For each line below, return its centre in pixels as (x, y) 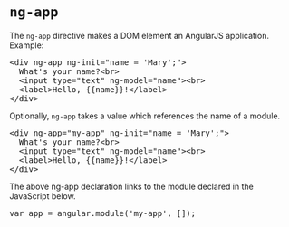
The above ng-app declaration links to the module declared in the (131, 186)
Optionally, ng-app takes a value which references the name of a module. (145, 116)
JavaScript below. (43, 196)
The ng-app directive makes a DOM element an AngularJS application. (140, 35)
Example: (27, 45)
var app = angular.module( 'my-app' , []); (103, 213)
